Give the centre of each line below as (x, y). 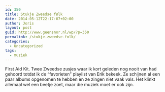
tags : (11, 50)
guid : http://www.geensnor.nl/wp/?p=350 (47, 32)
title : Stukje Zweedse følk (34, 14)
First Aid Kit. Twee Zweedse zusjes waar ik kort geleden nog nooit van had (81, 69)
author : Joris (20, 23)
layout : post (18, 28)
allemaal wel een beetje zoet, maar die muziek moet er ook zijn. (69, 85)
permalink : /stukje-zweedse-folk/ (41, 37)
